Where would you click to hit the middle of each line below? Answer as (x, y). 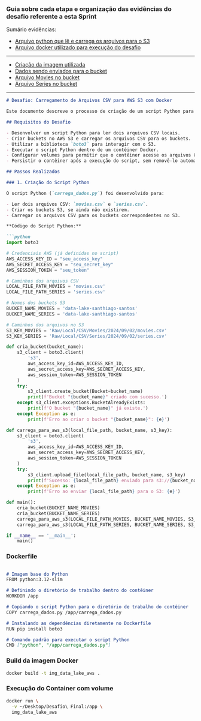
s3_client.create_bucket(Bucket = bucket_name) (86, 392)
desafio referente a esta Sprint (51, 16)
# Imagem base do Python (37, 574)
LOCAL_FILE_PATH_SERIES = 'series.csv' (56, 292)
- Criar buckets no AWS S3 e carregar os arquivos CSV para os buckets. (99, 139)
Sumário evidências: (31, 29)
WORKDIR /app (22, 596)
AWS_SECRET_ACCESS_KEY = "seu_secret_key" (60, 265)
